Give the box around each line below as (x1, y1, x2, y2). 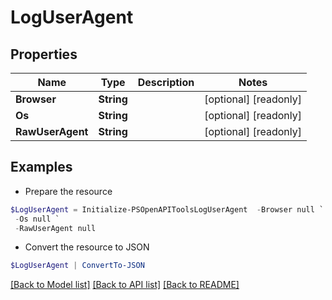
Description (137, 76, 195, 89)
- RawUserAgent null (14, 223, 97, 233)
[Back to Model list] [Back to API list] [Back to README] (10, 279, 240, 291)
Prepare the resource (24, 185, 113, 197)
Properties (10, 46, 78, 63)
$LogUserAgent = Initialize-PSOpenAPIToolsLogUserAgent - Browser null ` (10, 204, 325, 215)
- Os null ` (14, 214, 60, 224)
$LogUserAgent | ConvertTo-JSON (10, 261, 145, 271)
